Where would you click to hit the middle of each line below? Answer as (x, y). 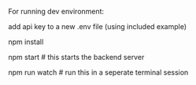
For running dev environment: (56, 11)
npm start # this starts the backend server (76, 57)
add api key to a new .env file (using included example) (98, 26)
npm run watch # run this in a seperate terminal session (98, 72)
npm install (26, 42)
